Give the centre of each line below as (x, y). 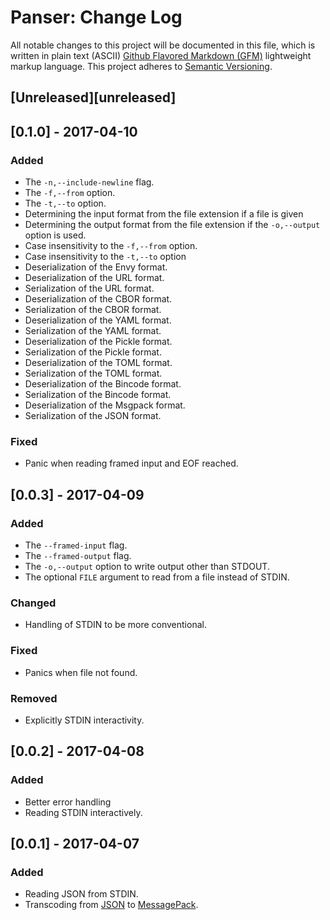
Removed (34, 698)
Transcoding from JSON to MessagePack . (111, 905)
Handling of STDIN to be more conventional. (115, 625)
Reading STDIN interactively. (83, 812)
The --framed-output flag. (78, 555)
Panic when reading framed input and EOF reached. (131, 463)
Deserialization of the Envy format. (96, 267)
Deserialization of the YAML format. (98, 320)
